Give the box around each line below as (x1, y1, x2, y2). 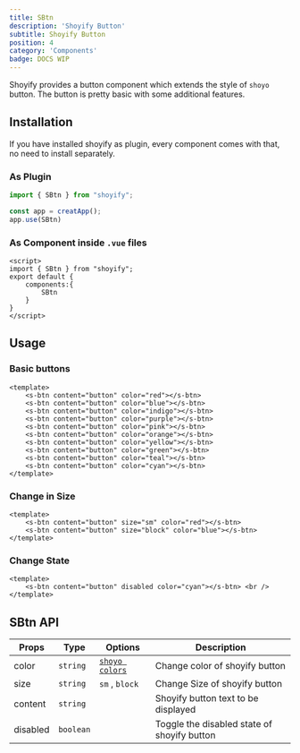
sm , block (99, 678, 139, 690)
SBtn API (9, 614, 60, 629)
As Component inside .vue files (9, 236, 147, 249)
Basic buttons (9, 363, 71, 375)
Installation (9, 115, 73, 130)
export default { (9, 272, 74, 282)
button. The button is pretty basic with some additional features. (9, 89, 246, 99)
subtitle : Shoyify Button (9, 30, 105, 39)
